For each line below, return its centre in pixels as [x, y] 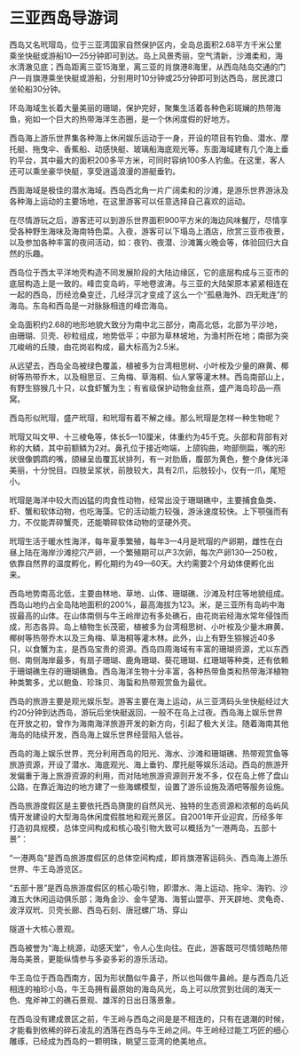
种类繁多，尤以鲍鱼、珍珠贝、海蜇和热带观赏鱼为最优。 [110, 682]
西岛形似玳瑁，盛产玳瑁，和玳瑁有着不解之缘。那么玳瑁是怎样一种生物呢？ [145, 418]
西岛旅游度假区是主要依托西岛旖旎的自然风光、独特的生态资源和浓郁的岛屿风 [149, 805]
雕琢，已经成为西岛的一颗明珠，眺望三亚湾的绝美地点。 [110, 1041]
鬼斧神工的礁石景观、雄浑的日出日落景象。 [102, 1000]
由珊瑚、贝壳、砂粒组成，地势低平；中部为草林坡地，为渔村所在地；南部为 [145, 335]
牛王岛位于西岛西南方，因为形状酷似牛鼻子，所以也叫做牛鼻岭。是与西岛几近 [149, 978]
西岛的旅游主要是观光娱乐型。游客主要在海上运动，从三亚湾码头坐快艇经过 [145, 701]
